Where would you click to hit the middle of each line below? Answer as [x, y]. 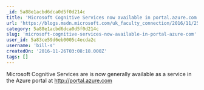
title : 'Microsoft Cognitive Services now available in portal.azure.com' [103, 18]
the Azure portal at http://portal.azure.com [59, 80]
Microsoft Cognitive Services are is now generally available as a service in [99, 74]
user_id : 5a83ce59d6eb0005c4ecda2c [51, 40]
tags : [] [17, 57]
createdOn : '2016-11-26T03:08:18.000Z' [57, 51]
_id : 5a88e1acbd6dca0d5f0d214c [46, 12]
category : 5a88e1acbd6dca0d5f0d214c [53, 29]
